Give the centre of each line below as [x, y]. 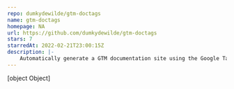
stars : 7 [20, 39]
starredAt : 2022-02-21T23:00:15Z [56, 46]
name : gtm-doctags [34, 20]
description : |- [31, 52]
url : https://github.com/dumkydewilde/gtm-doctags [82, 33]
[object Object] [29, 78]
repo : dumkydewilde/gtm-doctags [54, 13]
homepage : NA [26, 26]
